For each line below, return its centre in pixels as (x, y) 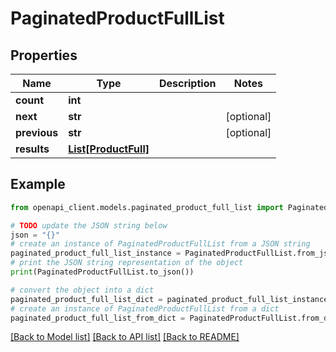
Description (187, 83)
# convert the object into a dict (82, 290)
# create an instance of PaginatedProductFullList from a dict (145, 308)
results (32, 149)
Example (38, 184)
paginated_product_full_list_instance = (96, 253)
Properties (44, 55)
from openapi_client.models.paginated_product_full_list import (147, 207)
